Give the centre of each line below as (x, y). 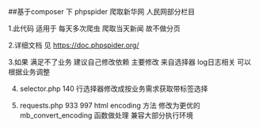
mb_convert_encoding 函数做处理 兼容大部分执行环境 (107, 115)
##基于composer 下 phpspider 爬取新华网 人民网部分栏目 (102, 11)
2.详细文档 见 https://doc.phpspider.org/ (74, 45)
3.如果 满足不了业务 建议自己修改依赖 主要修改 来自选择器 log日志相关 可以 (130, 62)
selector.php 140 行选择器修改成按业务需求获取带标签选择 (114, 88)
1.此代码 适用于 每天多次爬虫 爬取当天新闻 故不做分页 (94, 28)
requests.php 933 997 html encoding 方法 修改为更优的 (110, 105)
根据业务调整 (29, 72)
